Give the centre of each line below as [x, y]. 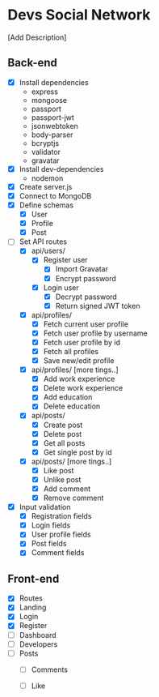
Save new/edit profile [79, 361]
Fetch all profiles [71, 351]
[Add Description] [37, 37]
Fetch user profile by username [95, 333]
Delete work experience [83, 388]
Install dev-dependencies [61, 169]
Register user [65, 260]
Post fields [49, 544]
